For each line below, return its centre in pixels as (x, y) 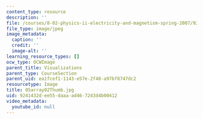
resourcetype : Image (32, 85)
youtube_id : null (34, 107)
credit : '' (25, 46)
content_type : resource (36, 12)
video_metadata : (27, 101)
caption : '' (27, 40)
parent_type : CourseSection (42, 73)
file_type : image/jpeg (35, 29)
